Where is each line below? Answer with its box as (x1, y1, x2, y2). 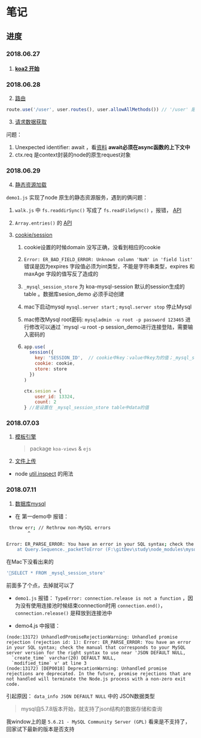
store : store (35, 366, 68, 372)
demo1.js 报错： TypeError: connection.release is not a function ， (14, 594, 188, 602)
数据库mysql (14, 500, 46, 507)
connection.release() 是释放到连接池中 (14, 609, 112, 617)
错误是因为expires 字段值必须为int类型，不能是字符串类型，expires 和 (23, 262, 195, 270)
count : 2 (35, 399, 57, 405)
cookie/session (14, 231, 53, 238)
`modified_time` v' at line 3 (11, 660, 87, 667)
